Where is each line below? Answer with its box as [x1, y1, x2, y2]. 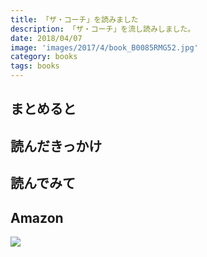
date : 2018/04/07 [10, 33, 83, 43]
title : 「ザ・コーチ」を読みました [10, 14, 139, 25]
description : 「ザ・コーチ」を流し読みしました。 [10, 24, 196, 34]
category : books [10, 52, 78, 62]
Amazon [10, 209, 64, 226]
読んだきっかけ [10, 137, 103, 155]
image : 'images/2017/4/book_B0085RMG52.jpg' [10, 42, 199, 53]
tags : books [10, 61, 60, 71]
